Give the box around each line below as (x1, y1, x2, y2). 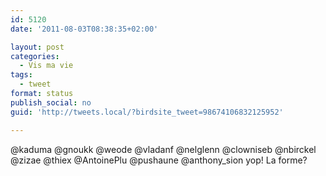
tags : (10, 70, 33, 80)
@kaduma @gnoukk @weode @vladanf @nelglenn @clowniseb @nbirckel (10, 143, 317, 155)
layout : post (10, 42, 65, 52)
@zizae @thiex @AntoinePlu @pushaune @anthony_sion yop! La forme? (10, 154, 308, 166)
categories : (10, 51, 60, 61)
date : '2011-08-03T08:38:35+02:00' (10, 24, 159, 34)
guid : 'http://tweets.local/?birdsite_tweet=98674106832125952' (10, 107, 284, 117)
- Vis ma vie (19, 61, 74, 71)
